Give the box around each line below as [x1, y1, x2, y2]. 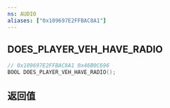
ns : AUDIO [7, 10, 37, 18]
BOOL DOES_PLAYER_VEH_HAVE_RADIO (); [7, 69, 116, 76]
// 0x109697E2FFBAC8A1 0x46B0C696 [7, 62, 110, 70]
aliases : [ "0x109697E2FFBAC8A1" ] [7, 17, 107, 24]
